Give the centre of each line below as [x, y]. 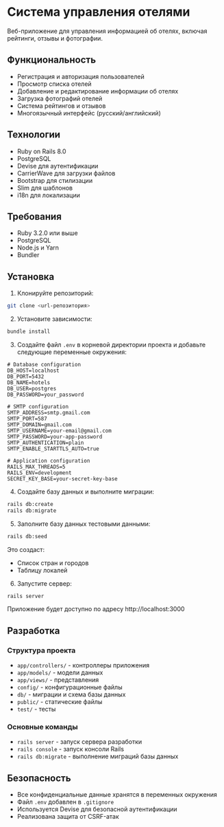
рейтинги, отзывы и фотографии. [55, 38]
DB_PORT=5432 [26, 376]
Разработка [34, 631]
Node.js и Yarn [38, 247]
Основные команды [42, 727]
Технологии [34, 135]
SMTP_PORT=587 [27, 419]
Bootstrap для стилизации [55, 180]
